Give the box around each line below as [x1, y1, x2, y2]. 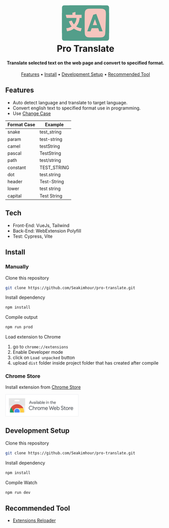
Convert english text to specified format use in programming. [12, 105, 141, 111]
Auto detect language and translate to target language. [12, 99, 128, 105]
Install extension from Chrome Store [5, 384, 81, 391]
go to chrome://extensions [12, 344, 69, 350]
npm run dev [5, 490, 31, 495]
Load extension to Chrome [5, 334, 61, 340]
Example [45, 122, 64, 128]
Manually [5, 263, 29, 270]
